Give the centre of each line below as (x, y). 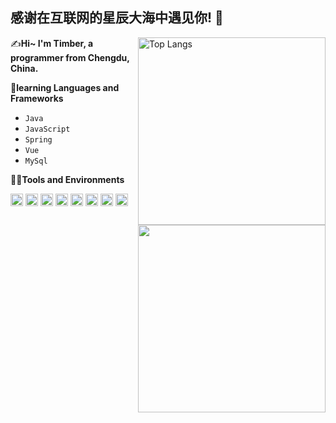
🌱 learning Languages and (65, 87)
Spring (38, 139)
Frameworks (37, 98)
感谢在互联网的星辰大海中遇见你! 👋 (117, 18)
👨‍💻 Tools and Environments (67, 179)
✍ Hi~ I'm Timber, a (52, 43)
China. (24, 68)
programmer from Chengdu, (70, 57)
